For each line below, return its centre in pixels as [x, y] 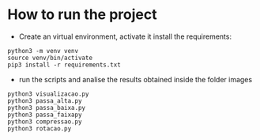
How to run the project [82, 15]
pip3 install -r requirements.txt [64, 65]
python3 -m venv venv [43, 51]
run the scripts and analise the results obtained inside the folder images [136, 79]
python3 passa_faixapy [45, 115]
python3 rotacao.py [40, 128]
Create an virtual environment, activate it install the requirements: [125, 36]
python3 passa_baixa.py [47, 108]
